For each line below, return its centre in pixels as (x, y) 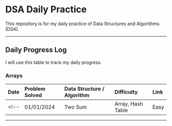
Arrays (14, 75)
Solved (33, 95)
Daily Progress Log (36, 50)
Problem (35, 89)
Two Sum (76, 107)
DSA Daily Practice (46, 9)
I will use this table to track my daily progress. (53, 62)
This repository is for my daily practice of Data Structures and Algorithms (82, 24)
